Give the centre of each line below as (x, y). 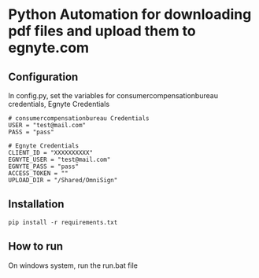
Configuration (43, 77)
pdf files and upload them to (102, 31)
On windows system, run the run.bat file (73, 265)
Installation (36, 205)
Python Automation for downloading (130, 15)
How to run (36, 246)
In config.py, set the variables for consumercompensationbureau (113, 95)
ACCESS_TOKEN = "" (38, 174)
